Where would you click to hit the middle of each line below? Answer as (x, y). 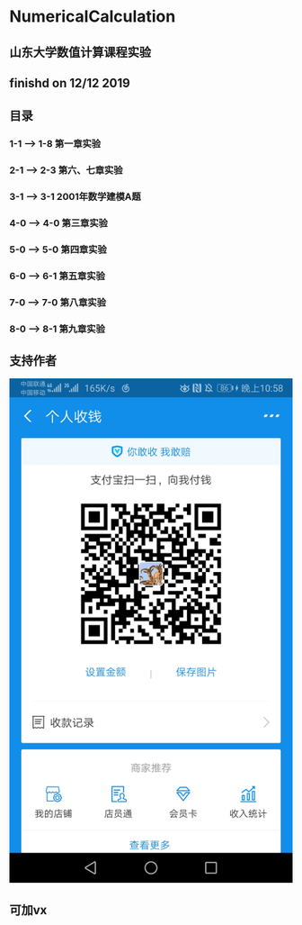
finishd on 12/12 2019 (70, 83)
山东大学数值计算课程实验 (80, 52)
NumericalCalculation (93, 17)
